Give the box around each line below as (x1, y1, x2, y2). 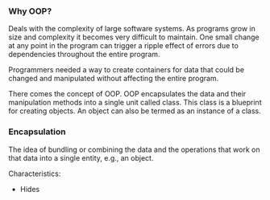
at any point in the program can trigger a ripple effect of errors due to (8, 41, 239, 51)
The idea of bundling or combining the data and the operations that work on (8, 145, 260, 154)
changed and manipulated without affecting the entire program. (8, 74, 219, 84)
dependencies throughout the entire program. (8, 50, 160, 59)
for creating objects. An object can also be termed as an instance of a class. (8, 106, 262, 116)
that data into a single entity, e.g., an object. (8, 153, 154, 162)
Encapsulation (8, 126, 66, 137)
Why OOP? (8, 6, 52, 17)
